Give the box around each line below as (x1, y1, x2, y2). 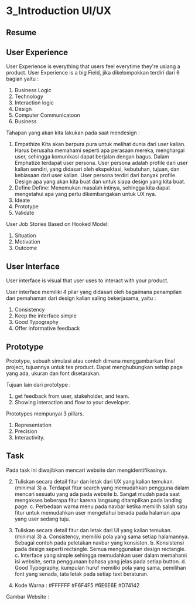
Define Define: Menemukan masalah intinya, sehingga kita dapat (14, 184, 170, 191)
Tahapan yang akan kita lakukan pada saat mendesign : (6, 129, 140, 136)
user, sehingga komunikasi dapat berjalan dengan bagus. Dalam (14, 153, 170, 160)
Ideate (14, 197, 30, 204)
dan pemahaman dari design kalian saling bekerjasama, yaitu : (6, 295, 156, 302)
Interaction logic (14, 99, 54, 106)
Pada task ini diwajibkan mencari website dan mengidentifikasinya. (6, 467, 167, 474)
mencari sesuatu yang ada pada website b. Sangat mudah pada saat (14, 490, 180, 497)
